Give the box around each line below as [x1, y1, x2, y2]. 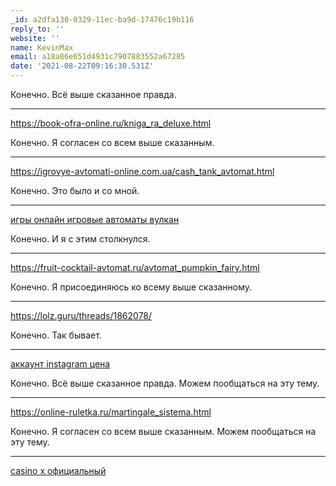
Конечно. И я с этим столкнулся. [10, 233, 151, 245]
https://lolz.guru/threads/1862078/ [10, 310, 153, 321]
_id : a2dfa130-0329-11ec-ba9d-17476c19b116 [10, 14, 195, 25]
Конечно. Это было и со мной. [10, 185, 140, 196]
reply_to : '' [10, 24, 65, 34]
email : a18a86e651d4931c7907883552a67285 [10, 52, 186, 62]
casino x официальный [10, 465, 107, 476]
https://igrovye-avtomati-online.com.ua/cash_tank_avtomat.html [10, 166, 275, 177]
